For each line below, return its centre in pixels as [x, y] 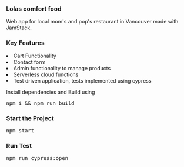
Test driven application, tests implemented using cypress [83, 80]
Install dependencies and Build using [51, 92]
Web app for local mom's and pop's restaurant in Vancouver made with [92, 22]
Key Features [26, 43]
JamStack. [19, 28]
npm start [20, 130]
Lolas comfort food [34, 9]
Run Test [19, 145]
